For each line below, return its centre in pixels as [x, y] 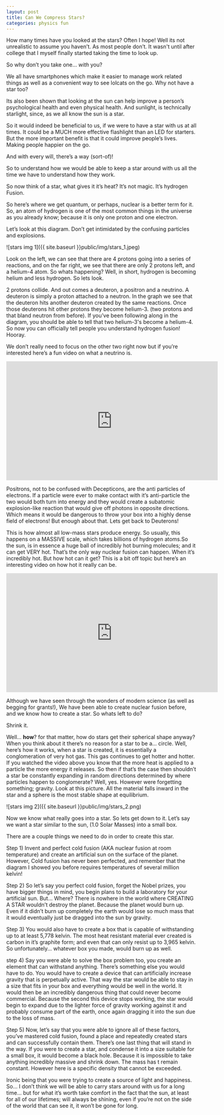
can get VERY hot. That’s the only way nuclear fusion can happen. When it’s [101, 552]
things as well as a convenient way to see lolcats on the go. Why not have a [100, 83]
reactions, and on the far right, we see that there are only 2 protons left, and [101, 265]
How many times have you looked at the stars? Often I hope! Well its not [96, 40]
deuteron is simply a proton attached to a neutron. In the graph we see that [99, 296]
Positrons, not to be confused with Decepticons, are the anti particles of [96, 489]
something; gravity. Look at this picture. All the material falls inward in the [98, 789]
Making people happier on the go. [48, 145]
